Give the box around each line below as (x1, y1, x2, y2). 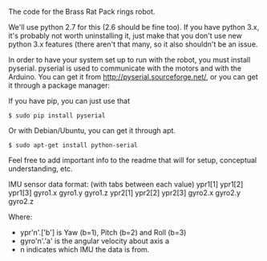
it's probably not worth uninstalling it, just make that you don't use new (8, 31, 242, 40)
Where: (8, 212, 33, 222)
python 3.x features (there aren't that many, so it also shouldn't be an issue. (8, 39, 258, 49)
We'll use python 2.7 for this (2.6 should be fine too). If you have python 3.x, (8, 22, 260, 31)
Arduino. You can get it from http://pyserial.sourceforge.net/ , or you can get (8, 72, 258, 81)
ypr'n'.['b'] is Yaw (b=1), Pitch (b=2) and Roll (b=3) (19, 228, 187, 237)
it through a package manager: (8, 80, 111, 90)
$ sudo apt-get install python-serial (8, 141, 138, 149)
